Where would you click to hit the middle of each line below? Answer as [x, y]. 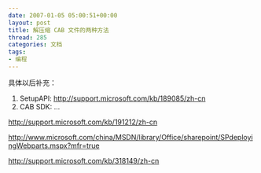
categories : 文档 [35, 45]
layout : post [29, 23]
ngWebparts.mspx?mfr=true [54, 145]
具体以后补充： [32, 83]
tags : [17, 52]
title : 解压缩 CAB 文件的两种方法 [59, 30]
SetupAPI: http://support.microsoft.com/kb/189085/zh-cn [112, 98]
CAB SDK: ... [40, 106]
